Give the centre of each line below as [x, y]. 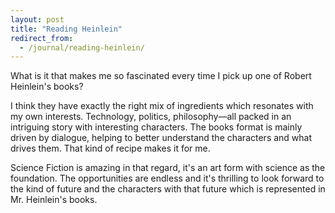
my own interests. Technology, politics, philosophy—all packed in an [151, 117]
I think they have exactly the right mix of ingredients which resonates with [162, 106]
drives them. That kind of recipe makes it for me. [110, 148]
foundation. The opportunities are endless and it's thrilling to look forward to [167, 178]
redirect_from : [42, 38]
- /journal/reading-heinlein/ [82, 47]
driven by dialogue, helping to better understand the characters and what [161, 138]
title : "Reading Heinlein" [66, 29]
